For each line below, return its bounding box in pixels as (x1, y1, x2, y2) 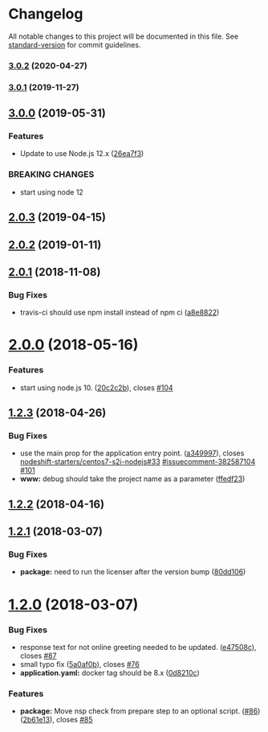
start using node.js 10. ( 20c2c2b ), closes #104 (19, 383, 174, 393)
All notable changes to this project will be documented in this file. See (8, 31, 239, 41)
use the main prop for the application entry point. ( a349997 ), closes (19, 448, 245, 459)
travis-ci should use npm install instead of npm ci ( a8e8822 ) (19, 307, 220, 318)
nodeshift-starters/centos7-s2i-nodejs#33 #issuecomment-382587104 (19, 457, 256, 467)
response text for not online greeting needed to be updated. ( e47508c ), (19, 642, 257, 652)
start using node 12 (19, 187, 84, 197)
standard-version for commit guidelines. (8, 39, 141, 49)
